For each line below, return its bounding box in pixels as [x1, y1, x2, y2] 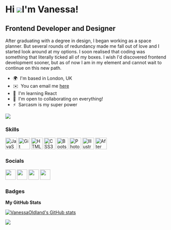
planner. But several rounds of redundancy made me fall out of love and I [5, 43, 160, 49]
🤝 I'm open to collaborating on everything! [12, 96, 103, 102]
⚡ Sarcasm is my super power [12, 102, 78, 107]
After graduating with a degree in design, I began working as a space [5, 37, 151, 44]
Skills [5, 126, 20, 133]
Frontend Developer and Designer [5, 24, 116, 33]
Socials [5, 158, 24, 165]
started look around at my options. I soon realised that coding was [5, 49, 145, 54]
